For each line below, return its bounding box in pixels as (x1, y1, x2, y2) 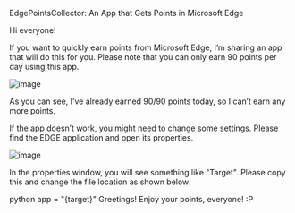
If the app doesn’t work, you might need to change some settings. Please (9, 123, 279, 133)
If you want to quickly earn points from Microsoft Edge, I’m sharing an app (9, 42, 282, 53)
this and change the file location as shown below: (9, 176, 192, 187)
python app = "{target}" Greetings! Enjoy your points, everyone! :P (9, 194, 254, 204)
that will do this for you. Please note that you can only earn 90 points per (9, 52, 277, 62)
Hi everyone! (9, 25, 56, 35)
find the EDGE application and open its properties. (9, 132, 194, 142)
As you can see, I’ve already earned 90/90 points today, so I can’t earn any (9, 96, 286, 106)
